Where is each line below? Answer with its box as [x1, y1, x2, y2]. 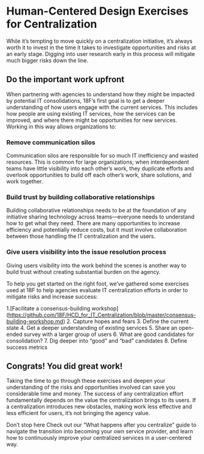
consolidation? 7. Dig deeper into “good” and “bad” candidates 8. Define [6, 337, 188, 344]
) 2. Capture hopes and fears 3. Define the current [63, 318, 189, 325]
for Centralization [6, 17, 97, 31]
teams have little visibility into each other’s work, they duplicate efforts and [6, 165, 194, 172]
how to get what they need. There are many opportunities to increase [6, 220, 180, 227]
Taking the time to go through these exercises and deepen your [6, 377, 166, 385]
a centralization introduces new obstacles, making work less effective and [6, 403, 192, 410]
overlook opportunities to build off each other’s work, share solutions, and [6, 172, 192, 179]
